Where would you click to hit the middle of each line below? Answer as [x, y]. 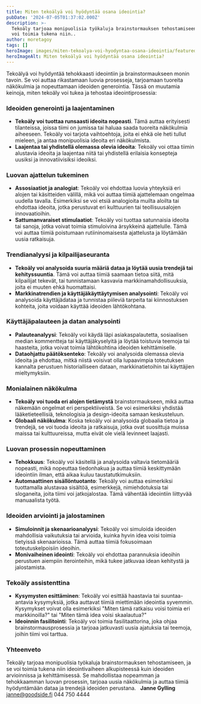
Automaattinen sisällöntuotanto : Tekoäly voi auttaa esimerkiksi [94, 481]
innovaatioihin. [33, 214]
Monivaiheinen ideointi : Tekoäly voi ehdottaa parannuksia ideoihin [98, 554]
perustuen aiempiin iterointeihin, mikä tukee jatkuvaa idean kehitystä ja [102, 561]
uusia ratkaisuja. [35, 239]
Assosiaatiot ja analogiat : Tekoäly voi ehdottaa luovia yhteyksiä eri [98, 188]
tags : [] [17, 46]
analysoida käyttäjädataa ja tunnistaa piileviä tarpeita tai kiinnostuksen [101, 299]
